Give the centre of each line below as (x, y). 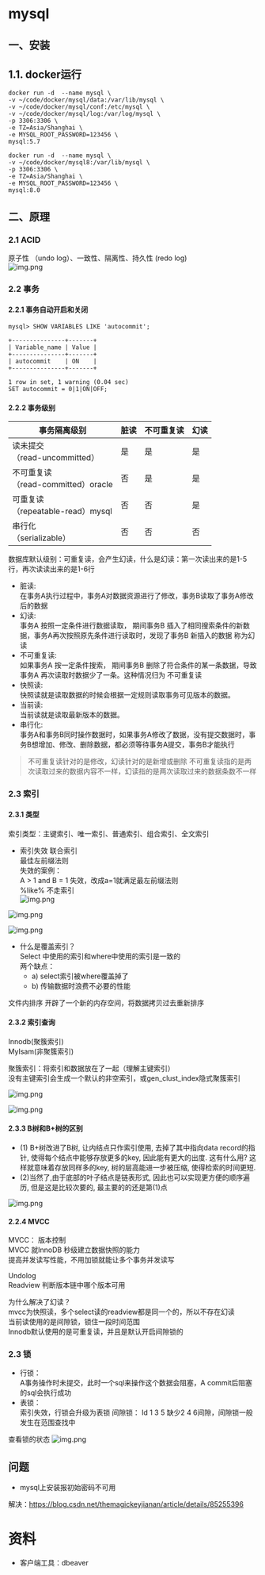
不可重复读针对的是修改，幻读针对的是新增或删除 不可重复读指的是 (136, 762)
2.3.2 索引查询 (32, 1022)
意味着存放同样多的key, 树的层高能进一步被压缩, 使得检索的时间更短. (145, 1167)
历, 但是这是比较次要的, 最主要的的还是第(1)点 (93, 1187)
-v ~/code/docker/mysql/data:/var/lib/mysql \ (86, 100)
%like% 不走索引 (47, 890)
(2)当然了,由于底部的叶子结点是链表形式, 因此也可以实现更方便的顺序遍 (135, 1177)
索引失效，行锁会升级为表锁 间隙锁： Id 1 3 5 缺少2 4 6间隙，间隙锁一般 (136, 1412)
